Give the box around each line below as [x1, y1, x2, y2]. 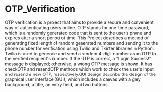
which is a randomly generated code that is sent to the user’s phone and [5, 30, 151, 36]
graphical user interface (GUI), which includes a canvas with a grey [5, 76, 141, 82]
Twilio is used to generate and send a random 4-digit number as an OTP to [5, 50, 156, 56]
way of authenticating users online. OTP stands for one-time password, [5, 24, 150, 30]
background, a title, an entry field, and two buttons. [5, 81, 109, 87]
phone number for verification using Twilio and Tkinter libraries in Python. [5, 45, 154, 51]
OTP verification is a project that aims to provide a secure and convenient [5, 19, 154, 25]
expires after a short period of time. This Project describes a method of [5, 35, 149, 41]
